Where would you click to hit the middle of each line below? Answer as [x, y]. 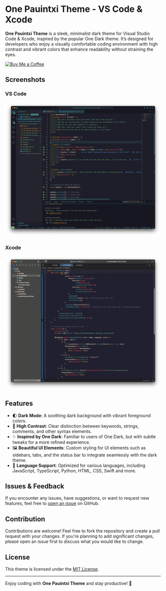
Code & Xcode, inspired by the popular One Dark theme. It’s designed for [80, 39]
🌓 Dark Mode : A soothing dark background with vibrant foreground [81, 415]
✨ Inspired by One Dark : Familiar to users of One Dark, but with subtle [84, 436]
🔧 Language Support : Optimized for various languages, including [79, 465]
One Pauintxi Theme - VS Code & [74, 9]
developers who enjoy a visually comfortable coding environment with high [82, 44]
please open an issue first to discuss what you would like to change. [75, 541]
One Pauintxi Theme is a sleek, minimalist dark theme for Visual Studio [78, 33]
